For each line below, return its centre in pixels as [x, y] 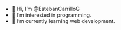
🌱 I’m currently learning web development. [63, 21]
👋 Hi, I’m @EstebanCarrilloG [45, 9]
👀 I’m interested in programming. [51, 15]
